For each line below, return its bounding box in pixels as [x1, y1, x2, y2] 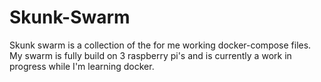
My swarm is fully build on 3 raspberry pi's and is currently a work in [9, 49, 292, 61]
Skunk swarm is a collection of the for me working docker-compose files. [9, 39, 312, 51]
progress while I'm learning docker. [9, 60, 155, 72]
